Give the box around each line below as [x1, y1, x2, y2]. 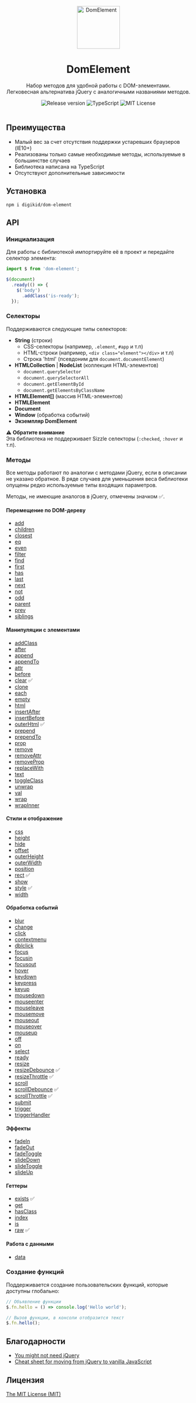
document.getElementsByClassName [23, 387, 105, 394]
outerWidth [14, 859, 42, 866]
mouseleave [14, 1004, 44, 1011]
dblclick [14, 942, 34, 949]
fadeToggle [14, 1150, 42, 1157]
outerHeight [14, 853, 44, 860]
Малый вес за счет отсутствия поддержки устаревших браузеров [14, 138, 180, 145]
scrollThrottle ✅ [14, 1092, 53, 1099]
